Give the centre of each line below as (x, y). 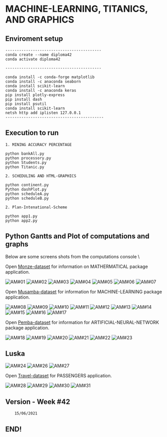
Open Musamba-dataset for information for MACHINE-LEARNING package (84, 292)
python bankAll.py (25, 154)
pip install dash (24, 100)
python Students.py (26, 162)
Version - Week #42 (38, 402)
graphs (17, 244)
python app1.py (21, 216)
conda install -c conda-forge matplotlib (50, 77)
